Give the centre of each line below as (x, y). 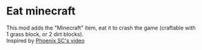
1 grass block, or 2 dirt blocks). (45, 34)
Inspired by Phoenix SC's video (46, 40)
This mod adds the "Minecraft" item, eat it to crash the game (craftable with (101, 28)
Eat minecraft (41, 11)
